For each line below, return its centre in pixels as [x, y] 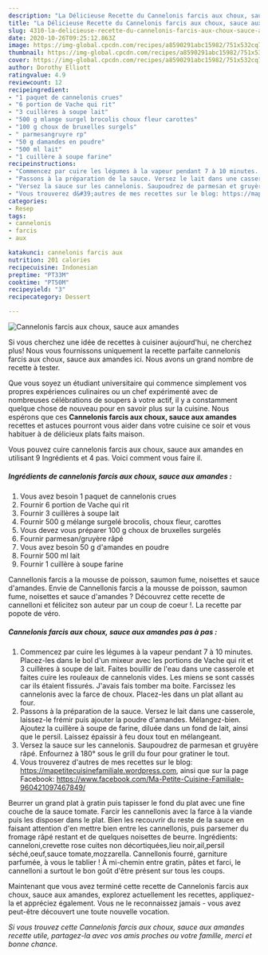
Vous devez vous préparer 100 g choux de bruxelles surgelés [120, 530]
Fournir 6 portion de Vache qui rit [74, 504]
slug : [17, 30]
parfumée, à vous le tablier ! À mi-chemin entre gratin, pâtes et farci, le [125, 862]
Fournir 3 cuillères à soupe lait [69, 513]
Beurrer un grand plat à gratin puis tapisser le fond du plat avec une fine [127, 803]
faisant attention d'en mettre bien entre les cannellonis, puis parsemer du [128, 828]
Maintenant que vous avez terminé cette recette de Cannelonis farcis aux [128, 886]
